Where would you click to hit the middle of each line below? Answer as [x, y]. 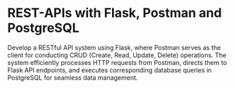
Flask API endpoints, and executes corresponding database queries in [110, 70]
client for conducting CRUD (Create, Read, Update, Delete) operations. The [117, 55]
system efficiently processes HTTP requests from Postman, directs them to [117, 62]
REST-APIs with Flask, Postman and [115, 13]
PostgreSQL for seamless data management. [73, 77]
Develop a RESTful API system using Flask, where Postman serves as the [114, 47]
